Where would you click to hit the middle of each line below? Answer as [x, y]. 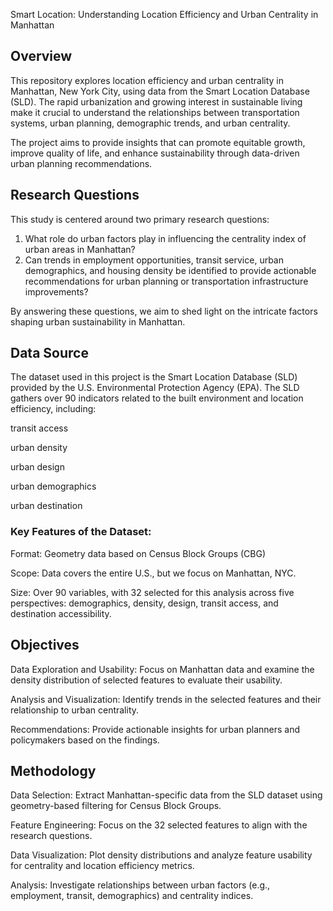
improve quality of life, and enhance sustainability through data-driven [155, 153]
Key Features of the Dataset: [81, 532]
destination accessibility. [61, 613]
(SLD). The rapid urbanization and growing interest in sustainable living [156, 101]
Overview [41, 56]
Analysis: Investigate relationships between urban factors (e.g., [140, 885]
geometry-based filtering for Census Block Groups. [116, 806]
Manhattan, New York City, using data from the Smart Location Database [160, 91]
